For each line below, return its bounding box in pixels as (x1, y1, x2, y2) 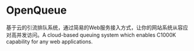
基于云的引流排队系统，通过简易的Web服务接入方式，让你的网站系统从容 (6, 24, 183, 31)
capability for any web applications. (6, 38, 93, 45)
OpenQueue (6, 4, 67, 17)
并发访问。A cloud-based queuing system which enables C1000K (16, 31, 176, 39)
